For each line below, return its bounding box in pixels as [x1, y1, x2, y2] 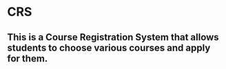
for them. [7, 53, 48, 64]
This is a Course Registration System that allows [7, 31, 219, 43]
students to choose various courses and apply [7, 42, 211, 53]
